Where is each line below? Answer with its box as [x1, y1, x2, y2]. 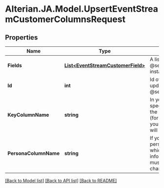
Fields [7, 62, 22, 69]
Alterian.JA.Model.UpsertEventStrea [5, 3, 159, 15]
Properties [5, 33, 38, 42]
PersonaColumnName [7, 150, 60, 157]
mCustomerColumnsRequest [5, 14, 126, 25]
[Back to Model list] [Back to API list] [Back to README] [5, 178, 117, 184]
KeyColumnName [7, 111, 49, 118]
